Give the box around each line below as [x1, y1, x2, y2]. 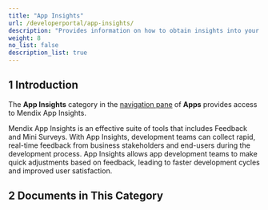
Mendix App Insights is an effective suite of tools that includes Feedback [8, 123, 248, 133]
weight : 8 [8, 34, 42, 42]
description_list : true [8, 49, 88, 57]
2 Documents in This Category [8, 189, 164, 203]
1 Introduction [8, 78, 78, 92]
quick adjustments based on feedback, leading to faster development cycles [8, 157, 260, 167]
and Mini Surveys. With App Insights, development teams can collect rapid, [8, 132, 256, 141]
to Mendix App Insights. [8, 108, 86, 117]
